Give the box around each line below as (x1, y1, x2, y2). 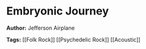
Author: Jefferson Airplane (6, 24, 75, 31)
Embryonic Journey (6, 4, 109, 18)
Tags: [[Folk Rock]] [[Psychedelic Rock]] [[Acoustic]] (6, 36, 141, 43)
